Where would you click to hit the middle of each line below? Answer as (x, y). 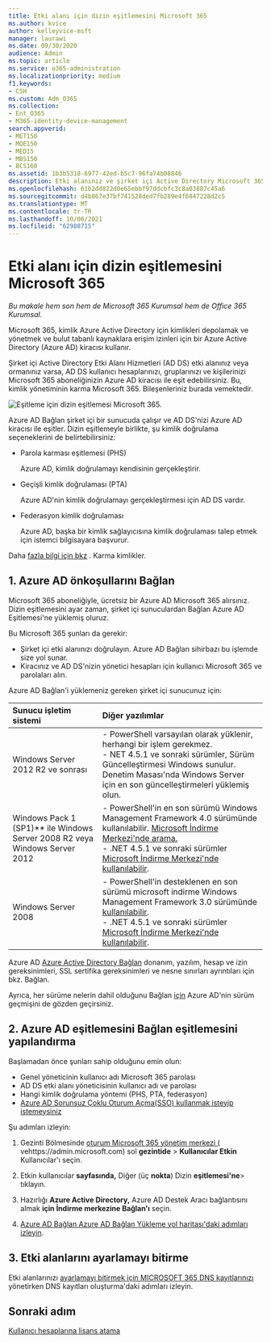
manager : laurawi (38, 38)
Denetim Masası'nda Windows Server (173, 775)
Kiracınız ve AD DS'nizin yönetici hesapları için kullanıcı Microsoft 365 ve (141, 666)
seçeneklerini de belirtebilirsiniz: (62, 437)
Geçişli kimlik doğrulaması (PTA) (73, 484)
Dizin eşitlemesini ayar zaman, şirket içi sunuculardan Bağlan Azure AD (126, 609)
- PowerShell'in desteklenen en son (170, 881)
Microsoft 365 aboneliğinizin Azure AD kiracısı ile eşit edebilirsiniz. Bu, (125, 380)
